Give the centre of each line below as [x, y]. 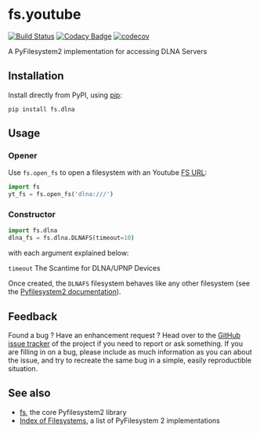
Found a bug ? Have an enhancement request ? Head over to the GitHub [125, 336]
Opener [23, 156]
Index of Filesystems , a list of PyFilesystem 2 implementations [120, 420]
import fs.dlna [33, 231]
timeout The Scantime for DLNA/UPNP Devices [84, 268]
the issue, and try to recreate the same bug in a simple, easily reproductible [130, 360]
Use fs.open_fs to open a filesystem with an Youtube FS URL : [108, 173]
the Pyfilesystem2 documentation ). [65, 292]
